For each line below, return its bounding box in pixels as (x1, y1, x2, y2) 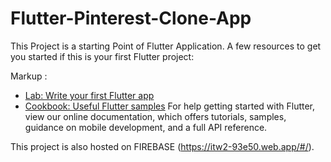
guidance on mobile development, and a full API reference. (24, 121, 268, 133)
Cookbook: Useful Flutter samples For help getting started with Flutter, (24, 100, 316, 112)
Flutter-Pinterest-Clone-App (10, 7, 252, 30)
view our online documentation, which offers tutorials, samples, (24, 110, 287, 122)
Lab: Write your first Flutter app (24, 89, 155, 101)
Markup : (10, 70, 48, 82)
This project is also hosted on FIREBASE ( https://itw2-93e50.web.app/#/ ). (10, 140, 315, 152)
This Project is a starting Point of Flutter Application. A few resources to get (10, 40, 322, 52)
